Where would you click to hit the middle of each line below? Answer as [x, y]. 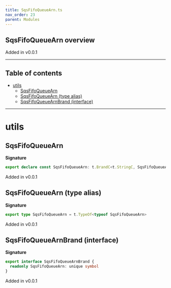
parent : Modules [22, 19]
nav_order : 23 [20, 15]
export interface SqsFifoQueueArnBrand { [50, 262]
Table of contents [34, 73]
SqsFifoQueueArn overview [50, 40]
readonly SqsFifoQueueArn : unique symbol [54, 267]
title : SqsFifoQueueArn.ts [34, 10]
